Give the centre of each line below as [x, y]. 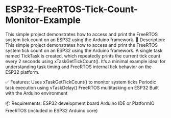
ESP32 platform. [22, 72]
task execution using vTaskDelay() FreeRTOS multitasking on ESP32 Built [82, 87]
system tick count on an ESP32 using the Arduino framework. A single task [84, 50]
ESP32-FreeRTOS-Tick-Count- [72, 9]
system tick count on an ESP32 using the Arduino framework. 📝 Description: [86, 40]
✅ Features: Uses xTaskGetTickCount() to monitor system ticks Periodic [81, 82]
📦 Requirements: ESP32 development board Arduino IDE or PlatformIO [80, 103]
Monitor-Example [43, 20]
